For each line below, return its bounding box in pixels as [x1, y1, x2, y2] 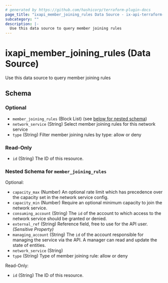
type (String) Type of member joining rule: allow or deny [12, 253, 128, 259]
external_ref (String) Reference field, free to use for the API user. [12, 221, 148, 227]
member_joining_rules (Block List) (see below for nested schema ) [12, 116, 147, 122]
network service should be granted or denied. [12, 216, 107, 222]
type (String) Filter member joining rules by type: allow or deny [12, 131, 141, 138]
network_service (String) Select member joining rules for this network [12, 121, 156, 127]
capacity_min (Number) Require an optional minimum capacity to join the [12, 200, 162, 206]
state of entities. [12, 242, 46, 248]
